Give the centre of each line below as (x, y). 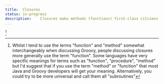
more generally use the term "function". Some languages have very (80, 56)
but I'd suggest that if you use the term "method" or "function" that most (85, 66)
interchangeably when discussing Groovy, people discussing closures (82, 50)
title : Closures (23, 9)
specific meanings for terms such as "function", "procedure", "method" (84, 61)
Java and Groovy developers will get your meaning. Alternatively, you (82, 71)
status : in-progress (26, 14)
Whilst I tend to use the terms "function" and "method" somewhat (78, 45)
